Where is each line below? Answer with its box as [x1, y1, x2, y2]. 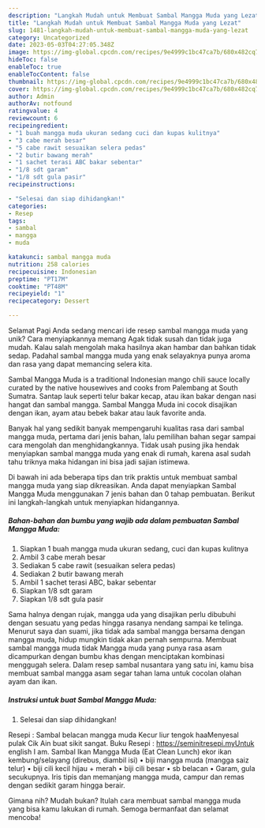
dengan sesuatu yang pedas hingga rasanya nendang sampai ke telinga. [8, 618, 244, 627]
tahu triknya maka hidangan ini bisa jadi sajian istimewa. [8, 457, 191, 466]
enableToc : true [8, 63, 62, 71]
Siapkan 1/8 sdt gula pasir [19, 594, 104, 604]
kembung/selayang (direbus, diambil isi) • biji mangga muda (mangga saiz [8, 755, 250, 765]
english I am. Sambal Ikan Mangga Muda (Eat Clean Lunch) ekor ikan [8, 747, 232, 756]
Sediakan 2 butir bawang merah [19, 569, 124, 578]
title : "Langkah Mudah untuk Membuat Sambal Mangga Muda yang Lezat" [8, 19, 242, 27]
